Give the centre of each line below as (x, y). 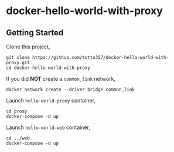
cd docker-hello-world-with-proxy (48, 68)
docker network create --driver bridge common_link (70, 90)
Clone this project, (28, 47)
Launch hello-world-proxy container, (51, 100)
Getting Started (35, 33)
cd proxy (17, 111)
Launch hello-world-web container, (48, 127)
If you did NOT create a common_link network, (61, 79)
